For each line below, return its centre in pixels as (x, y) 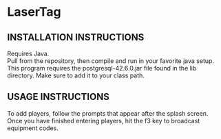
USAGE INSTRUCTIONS (59, 97)
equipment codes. (33, 128)
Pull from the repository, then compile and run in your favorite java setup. (111, 61)
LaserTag (34, 12)
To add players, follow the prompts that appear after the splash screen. (108, 113)
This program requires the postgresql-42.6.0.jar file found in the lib (102, 68)
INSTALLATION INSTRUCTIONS (76, 37)
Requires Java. (28, 53)
